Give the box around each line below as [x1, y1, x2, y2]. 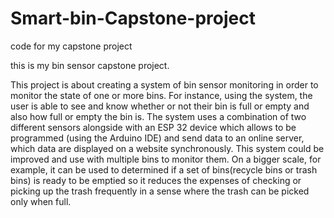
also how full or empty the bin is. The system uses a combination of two [10, 110, 307, 122]
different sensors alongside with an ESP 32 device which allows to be [10, 121, 297, 133]
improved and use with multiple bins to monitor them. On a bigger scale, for [10, 153, 322, 165]
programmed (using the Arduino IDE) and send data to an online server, [10, 132, 305, 144]
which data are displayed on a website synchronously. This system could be [10, 142, 325, 154]
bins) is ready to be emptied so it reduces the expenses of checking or [10, 174, 302, 186]
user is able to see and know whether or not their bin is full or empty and [10, 100, 310, 112]
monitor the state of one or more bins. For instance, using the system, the [10, 89, 313, 101]
